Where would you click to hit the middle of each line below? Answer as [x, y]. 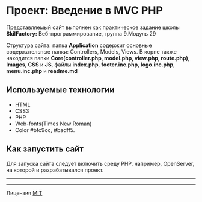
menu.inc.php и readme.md [42, 71]
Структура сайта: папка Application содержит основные [79, 45]
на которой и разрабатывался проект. [55, 170]
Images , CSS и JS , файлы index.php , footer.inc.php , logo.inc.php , [91, 65]
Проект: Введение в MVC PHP [85, 11]
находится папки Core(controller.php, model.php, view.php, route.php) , [98, 58]
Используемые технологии [60, 90]
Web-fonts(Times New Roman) [53, 124]
